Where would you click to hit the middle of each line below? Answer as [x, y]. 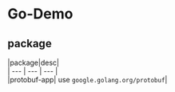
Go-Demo [40, 14]
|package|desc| [33, 62]
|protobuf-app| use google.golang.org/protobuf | [87, 80]
